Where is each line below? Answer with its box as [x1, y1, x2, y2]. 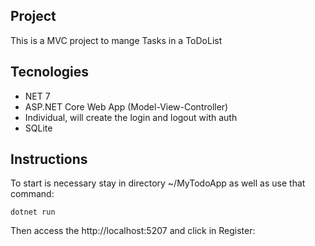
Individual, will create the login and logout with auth [24, 111, 238, 123]
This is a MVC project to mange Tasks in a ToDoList [10, 34, 223, 46]
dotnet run [10, 207, 56, 218]
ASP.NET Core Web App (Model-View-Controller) [24, 100, 229, 113]
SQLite [24, 122, 53, 134]
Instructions [10, 151, 88, 168]
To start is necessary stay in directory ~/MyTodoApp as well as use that [10, 177, 306, 189]
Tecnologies [10, 64, 89, 81]
